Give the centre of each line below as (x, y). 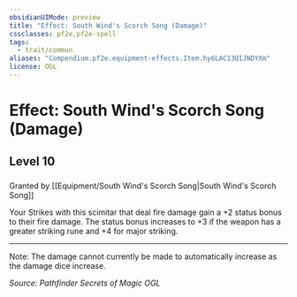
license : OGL (33, 67)
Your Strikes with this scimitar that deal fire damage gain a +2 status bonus (146, 212)
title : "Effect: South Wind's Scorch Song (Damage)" (108, 26)
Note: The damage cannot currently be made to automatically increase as (143, 256)
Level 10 (32, 161)
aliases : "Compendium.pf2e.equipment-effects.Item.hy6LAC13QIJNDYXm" (140, 58)
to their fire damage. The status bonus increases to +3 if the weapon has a (145, 222)
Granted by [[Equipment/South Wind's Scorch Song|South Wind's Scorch (143, 186)
